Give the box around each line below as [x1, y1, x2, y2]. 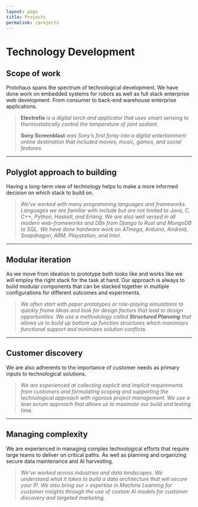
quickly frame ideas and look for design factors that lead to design [20, 307, 184, 313]
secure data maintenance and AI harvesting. [6, 457, 114, 465]
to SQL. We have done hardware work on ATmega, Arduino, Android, [20, 225, 189, 233]
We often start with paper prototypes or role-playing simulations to [20, 300, 184, 308]
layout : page [6, 8, 38, 15]
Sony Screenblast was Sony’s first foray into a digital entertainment [20, 132, 187, 139]
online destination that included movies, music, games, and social [20, 138, 181, 145]
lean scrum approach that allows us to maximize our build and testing [20, 400, 192, 407]
